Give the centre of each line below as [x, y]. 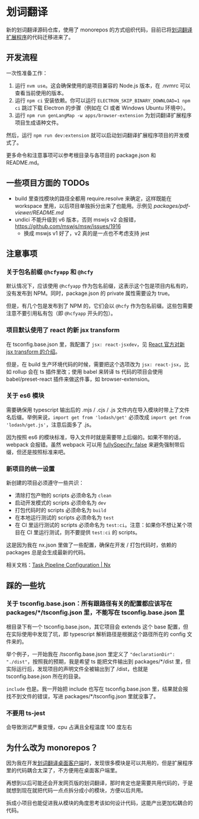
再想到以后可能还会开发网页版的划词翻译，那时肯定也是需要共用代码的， [94, 783]
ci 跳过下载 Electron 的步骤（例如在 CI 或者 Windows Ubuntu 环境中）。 [102, 108]
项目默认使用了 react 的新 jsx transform [63, 330]
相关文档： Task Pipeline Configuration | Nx [58, 565]
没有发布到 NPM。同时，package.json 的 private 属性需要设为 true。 [90, 293]
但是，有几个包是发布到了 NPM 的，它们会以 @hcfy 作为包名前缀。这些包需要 [99, 306]
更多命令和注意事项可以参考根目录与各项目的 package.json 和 [81, 155]
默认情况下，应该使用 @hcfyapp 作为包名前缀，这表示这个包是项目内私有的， [99, 286]
